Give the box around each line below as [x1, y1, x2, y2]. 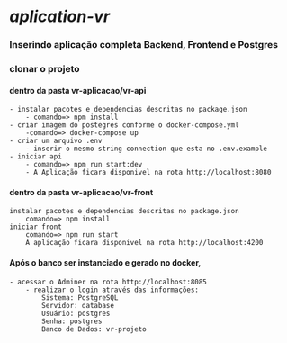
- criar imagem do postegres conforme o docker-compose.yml [9, 121, 240, 130]
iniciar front [9, 222, 63, 231]
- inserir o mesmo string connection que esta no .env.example [25, 144, 268, 154]
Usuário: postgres [41, 309, 111, 318]
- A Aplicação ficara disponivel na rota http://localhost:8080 [25, 168, 272, 177]
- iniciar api [9, 152, 63, 161]
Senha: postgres [41, 317, 103, 326]
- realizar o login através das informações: [25, 285, 200, 294]
